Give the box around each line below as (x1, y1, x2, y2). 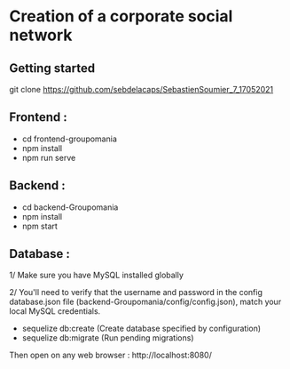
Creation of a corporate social (9, 6, 233, 27)
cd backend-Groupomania (21, 202, 119, 213)
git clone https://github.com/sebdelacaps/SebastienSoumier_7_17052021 (9, 84, 274, 94)
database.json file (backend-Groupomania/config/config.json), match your (9, 296, 282, 308)
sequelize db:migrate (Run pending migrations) (21, 333, 194, 343)
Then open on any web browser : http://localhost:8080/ (9, 349, 213, 361)
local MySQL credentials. (9, 306, 101, 317)
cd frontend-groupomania (21, 133, 117, 144)
